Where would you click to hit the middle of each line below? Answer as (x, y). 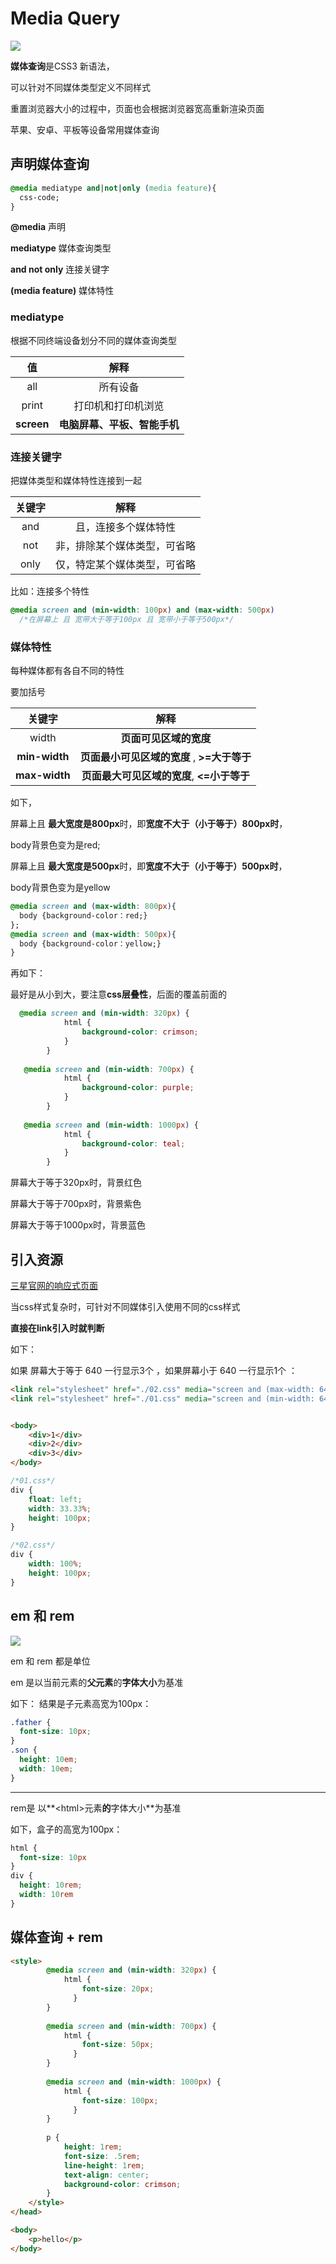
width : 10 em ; (46, 1768)
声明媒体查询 (50, 164)
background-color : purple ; (138, 1088)
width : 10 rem (46, 1895)
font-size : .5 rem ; (102, 2156)
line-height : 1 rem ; (104, 2165)
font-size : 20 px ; (118, 1989)
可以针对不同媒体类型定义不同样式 (80, 87)
